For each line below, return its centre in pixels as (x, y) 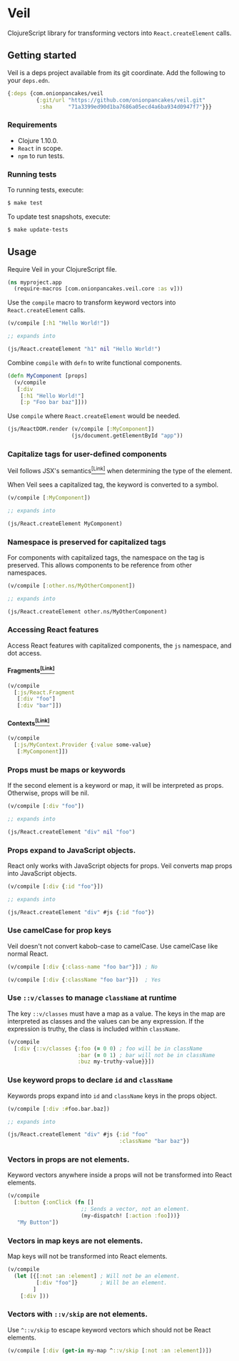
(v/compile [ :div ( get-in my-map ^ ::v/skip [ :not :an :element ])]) (110, 1350)
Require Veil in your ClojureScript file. (62, 269)
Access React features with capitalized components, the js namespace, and (119, 645)
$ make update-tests (38, 229)
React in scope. (40, 148)
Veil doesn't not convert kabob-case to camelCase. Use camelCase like (113, 946)
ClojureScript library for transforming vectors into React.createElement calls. (119, 33)
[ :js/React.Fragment (44, 692)
